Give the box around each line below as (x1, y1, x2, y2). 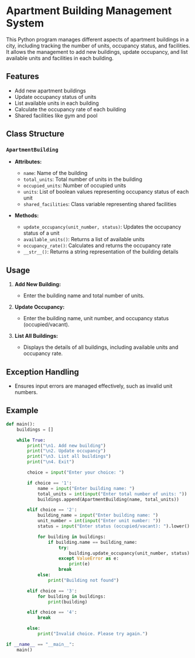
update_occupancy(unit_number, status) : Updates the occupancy (23, 224, 182, 231)
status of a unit (23, 229, 60, 237)
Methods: (14, 212, 39, 219)
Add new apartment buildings (14, 87, 86, 94)
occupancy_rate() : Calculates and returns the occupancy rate (23, 242, 172, 249)
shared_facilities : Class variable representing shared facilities (23, 201, 177, 208)
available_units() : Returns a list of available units (23, 236, 145, 243)
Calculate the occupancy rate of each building (14, 105, 126, 112)
